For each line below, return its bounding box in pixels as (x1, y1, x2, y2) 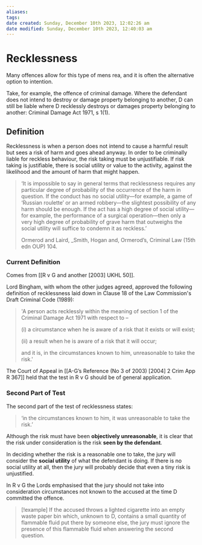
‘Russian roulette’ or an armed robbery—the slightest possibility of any (21, 199, 197, 206)
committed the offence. (6, 494, 65, 502)
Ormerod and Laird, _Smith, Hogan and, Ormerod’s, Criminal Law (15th (21, 237, 196, 243)
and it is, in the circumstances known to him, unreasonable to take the (21, 349, 195, 357)
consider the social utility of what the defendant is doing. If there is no (6, 457, 182, 464)
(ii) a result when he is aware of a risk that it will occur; (21, 337, 157, 345)
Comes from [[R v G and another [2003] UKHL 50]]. (6, 272, 135, 279)
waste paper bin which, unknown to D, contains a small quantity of (21, 512, 187, 520)
